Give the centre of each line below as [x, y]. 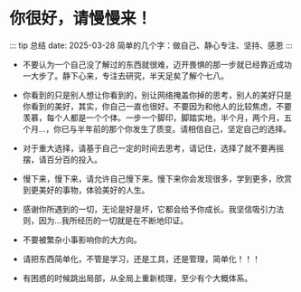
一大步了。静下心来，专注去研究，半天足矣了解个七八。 [125, 75]
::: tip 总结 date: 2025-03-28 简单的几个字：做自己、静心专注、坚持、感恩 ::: [151, 45]
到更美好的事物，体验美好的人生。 [86, 190]
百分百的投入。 [74, 159]
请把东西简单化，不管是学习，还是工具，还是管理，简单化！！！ [141, 259]
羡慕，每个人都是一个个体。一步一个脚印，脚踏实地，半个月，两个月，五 [157, 118]
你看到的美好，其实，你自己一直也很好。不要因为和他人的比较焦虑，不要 [157, 106]
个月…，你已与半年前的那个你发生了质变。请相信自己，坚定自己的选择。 [156, 128]
